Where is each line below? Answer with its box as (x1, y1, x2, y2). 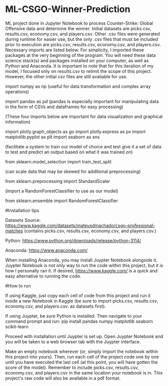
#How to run (5, 282, 31, 288)
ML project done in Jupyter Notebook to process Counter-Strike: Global (5, 20, 153, 26)
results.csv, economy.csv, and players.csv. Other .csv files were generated (5, 31, 160, 37)
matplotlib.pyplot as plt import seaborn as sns (5, 134, 100, 140)
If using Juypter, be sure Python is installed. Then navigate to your (5, 313, 142, 319)
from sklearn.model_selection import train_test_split (5, 158, 112, 164)
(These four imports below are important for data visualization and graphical (5, 113, 163, 119)
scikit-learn (5, 323, 29, 330)
